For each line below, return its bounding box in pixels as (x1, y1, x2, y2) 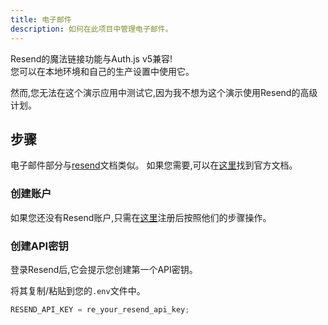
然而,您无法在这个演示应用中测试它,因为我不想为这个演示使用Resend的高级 (10, 86, 318, 98)
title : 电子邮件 (10, 14, 72, 25)
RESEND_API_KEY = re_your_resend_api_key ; (10, 304, 190, 315)
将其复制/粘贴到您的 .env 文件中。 (10, 284, 146, 296)
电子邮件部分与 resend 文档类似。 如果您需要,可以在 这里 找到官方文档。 (10, 159, 298, 171)
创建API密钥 (10, 239, 69, 253)
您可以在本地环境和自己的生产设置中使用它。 (10, 65, 195, 77)
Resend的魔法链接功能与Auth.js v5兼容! (10, 52, 173, 65)
